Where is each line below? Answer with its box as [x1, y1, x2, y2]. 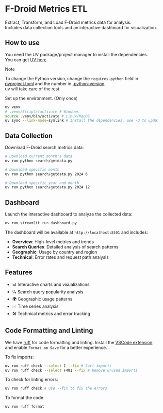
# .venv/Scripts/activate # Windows [5, 109, 79, 114]
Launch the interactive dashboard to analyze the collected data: [5, 211, 132, 217]
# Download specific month [5, 167, 60, 172]
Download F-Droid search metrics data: [5, 145, 84, 150]
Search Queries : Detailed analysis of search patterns [12, 244, 119, 249]
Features [5, 268, 33, 277]
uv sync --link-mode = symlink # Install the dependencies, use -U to [5, 118, 147, 123]
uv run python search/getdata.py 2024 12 [5, 185, 90, 190]
